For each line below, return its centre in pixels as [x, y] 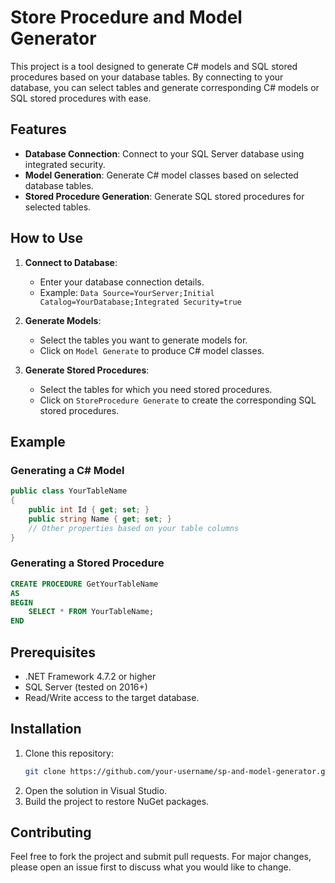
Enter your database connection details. [122, 282]
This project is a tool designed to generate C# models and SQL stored [154, 66]
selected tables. [58, 207]
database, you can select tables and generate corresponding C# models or [165, 87]
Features [38, 129]
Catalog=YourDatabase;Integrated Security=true [140, 302]
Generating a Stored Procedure [87, 563]
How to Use [47, 238]
